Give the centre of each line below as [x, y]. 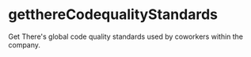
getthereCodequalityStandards [113, 15]
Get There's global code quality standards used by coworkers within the [126, 36]
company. [25, 44]
